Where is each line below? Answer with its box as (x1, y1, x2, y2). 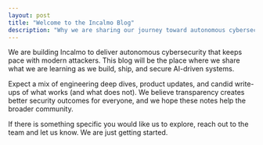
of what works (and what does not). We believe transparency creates (22, 88, 245, 97)
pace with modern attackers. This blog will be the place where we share (8, 56, 240, 65)
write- (234, 79, 254, 89)
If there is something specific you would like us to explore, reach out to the (8, 119, 249, 129)
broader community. (8, 104, 74, 114)
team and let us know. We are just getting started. (8, 128, 168, 137)
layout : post (8, 11, 51, 20)
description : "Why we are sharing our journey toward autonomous (8, 26, 225, 34)
